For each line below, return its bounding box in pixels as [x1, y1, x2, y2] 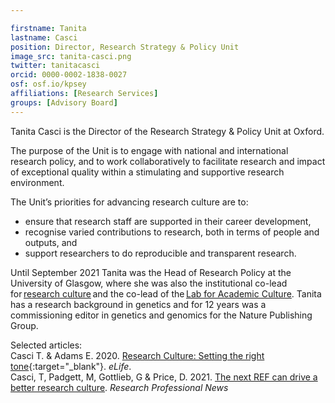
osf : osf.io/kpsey [10, 79, 87, 90]
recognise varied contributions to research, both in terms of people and [24, 226, 320, 238]
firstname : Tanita [10, 23, 87, 33]
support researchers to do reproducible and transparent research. [24, 247, 297, 259]
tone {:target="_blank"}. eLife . [10, 360, 132, 372]
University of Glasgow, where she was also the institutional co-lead [10, 277, 288, 289]
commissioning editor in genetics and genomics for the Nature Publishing [10, 309, 313, 321]
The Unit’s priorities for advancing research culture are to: [10, 196, 249, 208]
